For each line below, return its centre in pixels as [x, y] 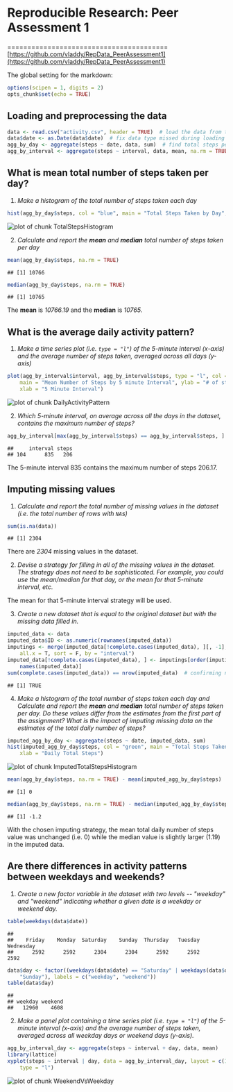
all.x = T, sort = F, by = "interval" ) [77, 654]
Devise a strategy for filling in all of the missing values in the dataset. [116, 565]
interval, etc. [35, 587]
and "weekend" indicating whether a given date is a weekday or [109, 901]
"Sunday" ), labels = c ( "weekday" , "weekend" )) [88, 977]
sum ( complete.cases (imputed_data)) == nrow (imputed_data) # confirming [114, 673]
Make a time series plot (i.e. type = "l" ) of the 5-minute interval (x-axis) [121, 349]
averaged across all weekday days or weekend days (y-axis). [105, 1036]
